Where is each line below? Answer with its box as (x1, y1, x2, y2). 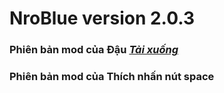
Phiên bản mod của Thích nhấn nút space (9, 70, 215, 84)
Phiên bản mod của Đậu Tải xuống (9, 43, 179, 57)
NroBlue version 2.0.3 (9, 7, 195, 30)
